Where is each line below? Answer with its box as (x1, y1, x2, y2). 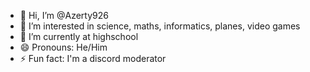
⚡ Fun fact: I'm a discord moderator (19, 53, 167, 64)
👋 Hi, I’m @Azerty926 (19, 10, 109, 21)
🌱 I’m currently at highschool (19, 31, 139, 42)
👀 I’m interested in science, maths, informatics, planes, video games (19, 20, 301, 32)
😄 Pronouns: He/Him (19, 41, 108, 53)
